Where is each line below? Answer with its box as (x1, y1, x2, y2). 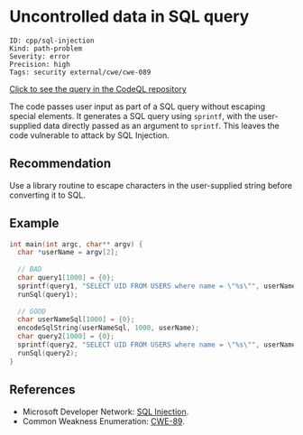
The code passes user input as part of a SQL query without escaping (9, 101, 266, 112)
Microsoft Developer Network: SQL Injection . (22, 406, 189, 417)
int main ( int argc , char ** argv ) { (9, 239, 143, 249)
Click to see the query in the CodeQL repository (9, 83, 187, 94)
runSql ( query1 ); (17, 290, 78, 299)
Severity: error (9, 51, 70, 60)
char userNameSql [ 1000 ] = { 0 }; (17, 315, 135, 324)
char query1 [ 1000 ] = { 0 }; (17, 273, 115, 282)
